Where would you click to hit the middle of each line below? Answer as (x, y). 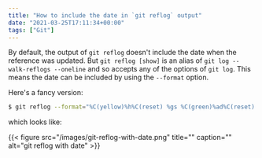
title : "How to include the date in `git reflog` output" (105, 15)
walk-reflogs (30, 70)
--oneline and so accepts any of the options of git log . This (153, 69)
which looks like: (35, 122)
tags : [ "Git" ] (31, 30)
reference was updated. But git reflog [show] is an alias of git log (119, 61)
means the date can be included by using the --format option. (109, 77)
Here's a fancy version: (46, 93)
